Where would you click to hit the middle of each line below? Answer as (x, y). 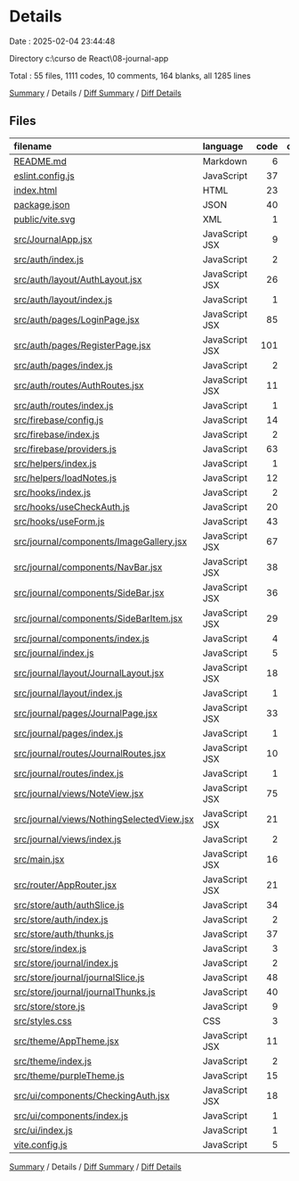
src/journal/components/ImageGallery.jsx (101, 541)
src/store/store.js (49, 1006)
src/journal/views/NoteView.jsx (79, 793)
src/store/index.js (50, 948)
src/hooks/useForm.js (59, 521)
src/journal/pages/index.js (69, 733)
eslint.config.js (44, 176)
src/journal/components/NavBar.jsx (88, 566)
